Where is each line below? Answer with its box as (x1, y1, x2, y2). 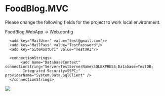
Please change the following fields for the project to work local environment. (5, 19, 161, 25)
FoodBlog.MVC (5, 3, 69, 14)
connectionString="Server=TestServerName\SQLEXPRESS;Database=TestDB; (5, 64, 154, 69)
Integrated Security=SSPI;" (23, 68, 81, 73)
